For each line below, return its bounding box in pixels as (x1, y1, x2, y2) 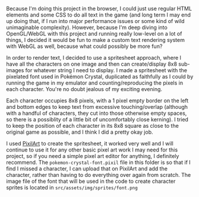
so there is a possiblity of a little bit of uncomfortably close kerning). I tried (6, 116, 189, 123)
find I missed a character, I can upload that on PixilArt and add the (6, 165, 168, 172)
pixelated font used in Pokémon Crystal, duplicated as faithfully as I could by (6, 73, 194, 80)
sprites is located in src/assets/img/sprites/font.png (6, 184, 138, 191)
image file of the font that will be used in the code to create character (6, 177, 176, 185)
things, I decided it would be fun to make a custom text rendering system (6, 37, 185, 43)
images (6, 67, 24, 73)
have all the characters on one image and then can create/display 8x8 (6, 60, 177, 67)
